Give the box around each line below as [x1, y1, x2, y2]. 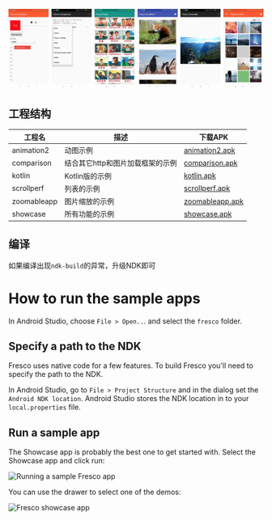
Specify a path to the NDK [8, 339, 142, 353]
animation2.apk [183, 145, 236, 154]
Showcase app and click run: [8, 456, 105, 466]
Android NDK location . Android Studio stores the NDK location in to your [8, 394, 249, 404]
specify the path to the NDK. [8, 370, 104, 379]
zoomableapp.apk [183, 196, 244, 206]
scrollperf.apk [183, 184, 231, 193]
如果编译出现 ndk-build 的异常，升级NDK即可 [8, 260, 156, 270]
